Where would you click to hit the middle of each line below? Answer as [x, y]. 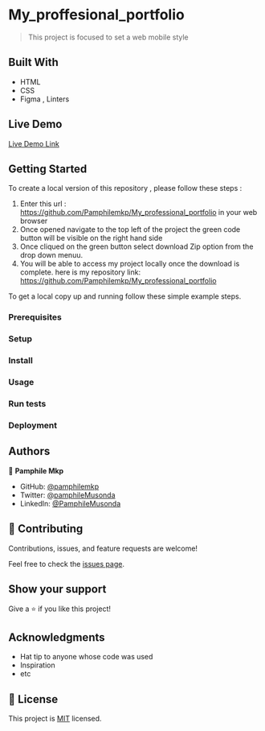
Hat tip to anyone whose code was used [86, 657]
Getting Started [48, 169]
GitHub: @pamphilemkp [59, 486]
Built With [33, 62]
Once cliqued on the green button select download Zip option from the [137, 246]
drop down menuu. [51, 255]
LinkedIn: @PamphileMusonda [70, 503]
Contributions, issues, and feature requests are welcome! [103, 548]
